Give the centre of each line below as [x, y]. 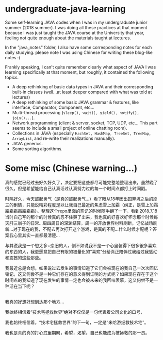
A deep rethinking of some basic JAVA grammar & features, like [75, 102]
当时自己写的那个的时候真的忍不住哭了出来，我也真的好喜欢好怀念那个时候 [79, 217]
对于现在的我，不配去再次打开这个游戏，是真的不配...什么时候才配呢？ [83, 229]
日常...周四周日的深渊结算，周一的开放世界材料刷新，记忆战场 [92, 223]
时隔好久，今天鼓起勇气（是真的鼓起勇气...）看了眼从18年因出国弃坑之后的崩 [81, 199]
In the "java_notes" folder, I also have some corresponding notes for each [79, 47]
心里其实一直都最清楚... [37, 235]
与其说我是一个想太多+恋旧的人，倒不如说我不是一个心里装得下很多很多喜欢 [81, 245]
